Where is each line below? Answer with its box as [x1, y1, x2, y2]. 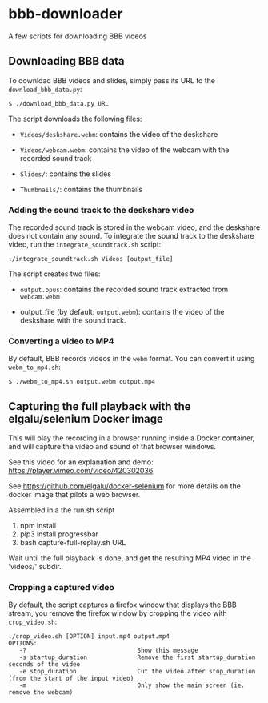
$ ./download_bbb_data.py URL [8, 99, 110, 108]
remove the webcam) [8, 689, 74, 697]
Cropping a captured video [8, 582, 114, 593]
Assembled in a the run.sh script [8, 505, 115, 515]
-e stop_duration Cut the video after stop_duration [18, 668, 256, 676]
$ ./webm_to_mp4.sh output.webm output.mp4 [8, 378, 156, 386]
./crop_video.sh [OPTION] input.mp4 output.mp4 [8, 633, 170, 641]
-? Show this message [18, 646, 198, 655]
